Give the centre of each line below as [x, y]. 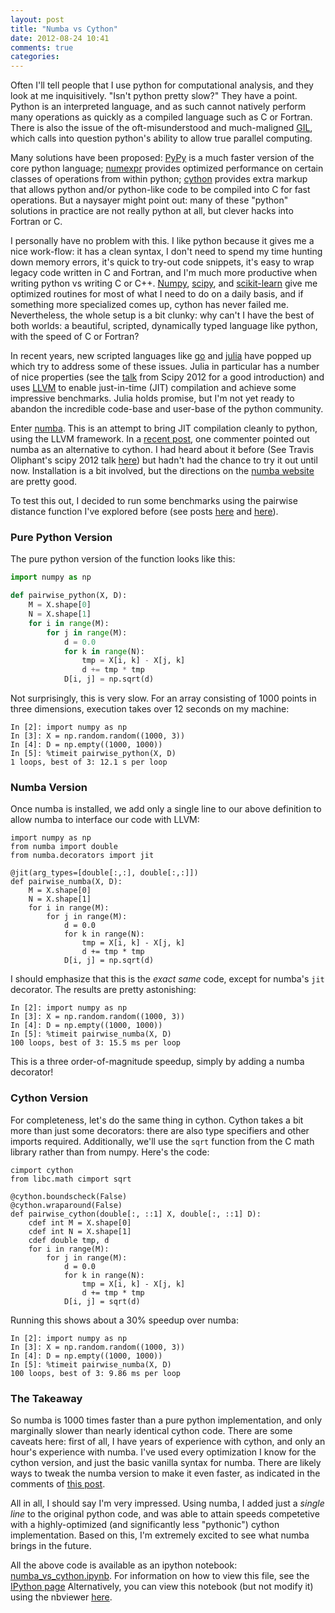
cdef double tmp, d [69, 1240]
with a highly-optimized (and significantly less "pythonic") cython [145, 1524]
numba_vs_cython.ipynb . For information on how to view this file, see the [160, 1575]
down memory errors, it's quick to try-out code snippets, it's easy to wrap [162, 262]
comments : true [42, 47]
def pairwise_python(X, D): [69, 596]
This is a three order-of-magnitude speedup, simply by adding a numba [157, 1062]
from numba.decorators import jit [82, 856]
